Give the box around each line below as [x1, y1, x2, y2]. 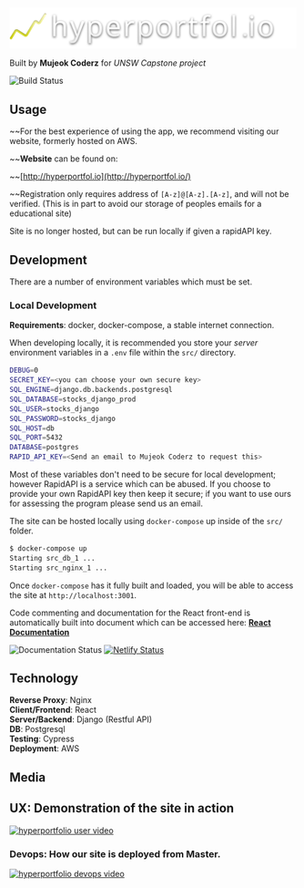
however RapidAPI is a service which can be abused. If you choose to [9, 479, 271, 490]
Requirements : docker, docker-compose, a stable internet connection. [9, 320, 275, 331]
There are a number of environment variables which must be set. [9, 276, 253, 287]
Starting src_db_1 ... [9, 553, 96, 563]
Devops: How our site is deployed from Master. [9, 847, 221, 860]
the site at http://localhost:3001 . [9, 589, 137, 600]
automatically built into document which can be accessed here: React [9, 616, 271, 627]
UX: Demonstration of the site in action [9, 800, 235, 816]
